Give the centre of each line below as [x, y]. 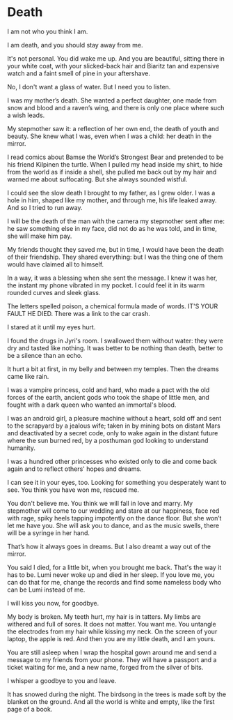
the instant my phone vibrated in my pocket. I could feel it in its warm [106, 285]
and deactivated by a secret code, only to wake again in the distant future [113, 433]
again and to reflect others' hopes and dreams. [74, 469]
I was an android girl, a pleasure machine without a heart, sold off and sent [114, 418]
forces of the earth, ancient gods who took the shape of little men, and [109, 397]
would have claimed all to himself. [56, 264]
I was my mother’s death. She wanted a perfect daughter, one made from [112, 100]
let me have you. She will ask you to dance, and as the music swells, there [113, 525]
